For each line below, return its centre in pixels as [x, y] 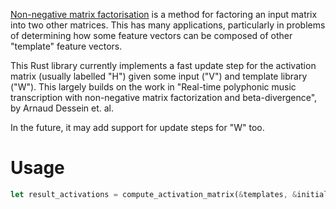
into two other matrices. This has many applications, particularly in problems [168, 25]
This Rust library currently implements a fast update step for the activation [163, 65]
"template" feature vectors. [66, 46]
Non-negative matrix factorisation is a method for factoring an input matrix [164, 14]
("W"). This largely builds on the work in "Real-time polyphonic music [153, 87]
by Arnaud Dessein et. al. [62, 108]
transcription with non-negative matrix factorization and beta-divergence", [164, 97]
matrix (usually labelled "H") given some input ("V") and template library [159, 76]
